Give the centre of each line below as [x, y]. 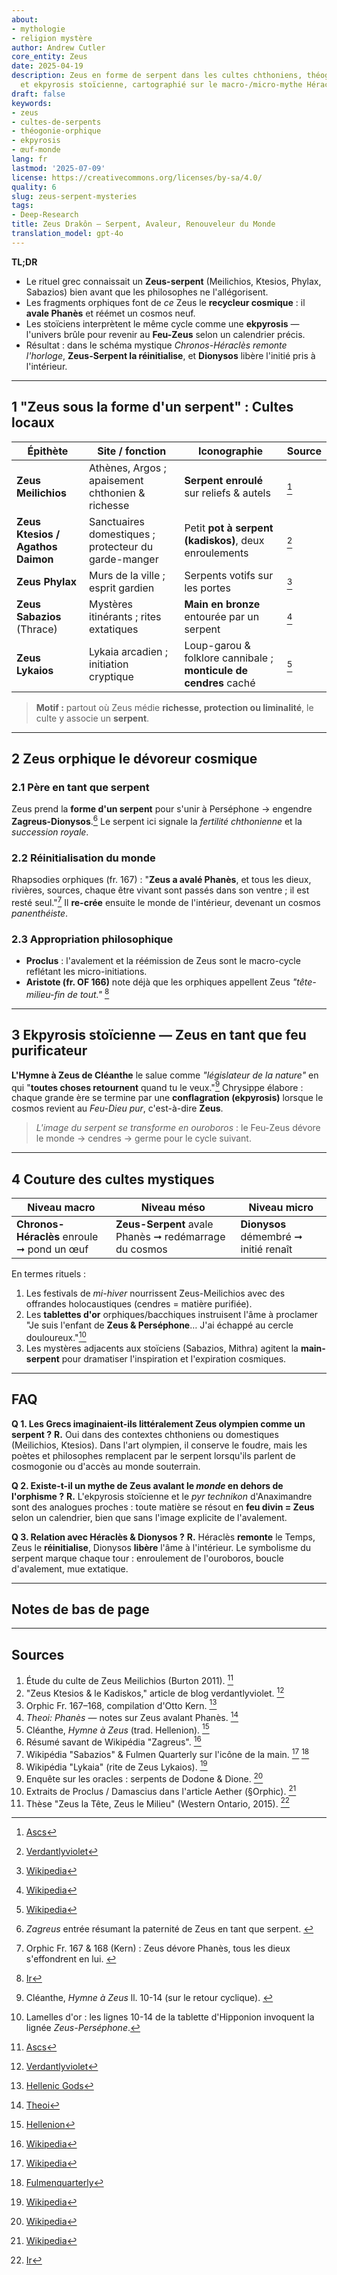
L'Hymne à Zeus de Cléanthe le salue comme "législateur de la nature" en [165, 1075]
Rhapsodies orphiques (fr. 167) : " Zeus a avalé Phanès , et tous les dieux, [161, 880]
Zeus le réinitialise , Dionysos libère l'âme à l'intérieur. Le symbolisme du [161, 1547]
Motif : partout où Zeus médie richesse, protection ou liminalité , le [174, 707]
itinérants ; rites [125, 616]
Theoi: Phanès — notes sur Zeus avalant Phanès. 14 [132, 1716]
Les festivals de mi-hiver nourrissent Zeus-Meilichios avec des [155, 1293]
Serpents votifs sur [229, 575]
